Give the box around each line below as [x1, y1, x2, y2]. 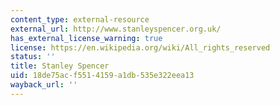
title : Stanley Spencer [10, 61, 110, 71]
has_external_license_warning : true [10, 33, 163, 43]
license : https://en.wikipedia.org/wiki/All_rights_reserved [10, 42, 271, 53]
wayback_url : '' [10, 80, 78, 90]
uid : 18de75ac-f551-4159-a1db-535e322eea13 [10, 71, 195, 81]
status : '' [10, 52, 56, 62]
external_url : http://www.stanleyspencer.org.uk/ [10, 24, 222, 34]
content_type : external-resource [10, 14, 150, 25]
